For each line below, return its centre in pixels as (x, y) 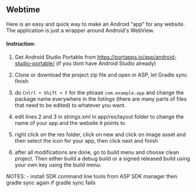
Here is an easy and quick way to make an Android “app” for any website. (95, 24)
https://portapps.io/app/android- (137, 57)
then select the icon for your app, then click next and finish (86, 141)
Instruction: (21, 44)
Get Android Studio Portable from (55, 57)
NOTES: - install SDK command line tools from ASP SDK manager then (92, 177)
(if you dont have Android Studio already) (106, 63)
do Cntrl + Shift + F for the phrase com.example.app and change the (99, 93)
